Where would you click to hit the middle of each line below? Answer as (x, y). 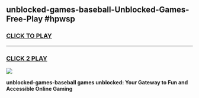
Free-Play (25, 19)
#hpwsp (60, 19)
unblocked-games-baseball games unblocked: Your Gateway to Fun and (97, 82)
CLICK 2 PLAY (27, 58)
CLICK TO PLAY (29, 36)
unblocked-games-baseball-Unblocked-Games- (98, 10)
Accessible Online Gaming (39, 88)
